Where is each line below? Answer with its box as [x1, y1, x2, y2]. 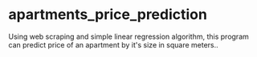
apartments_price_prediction [8, 6, 207, 24]
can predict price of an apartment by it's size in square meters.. [8, 40, 218, 49]
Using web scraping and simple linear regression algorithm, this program [8, 32, 249, 41]
